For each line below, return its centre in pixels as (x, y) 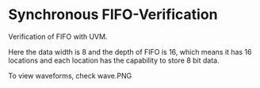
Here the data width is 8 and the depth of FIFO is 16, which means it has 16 (130, 52)
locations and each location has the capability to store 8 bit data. (114, 60)
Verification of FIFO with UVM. (58, 36)
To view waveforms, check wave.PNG (70, 75)
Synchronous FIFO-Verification (113, 15)
